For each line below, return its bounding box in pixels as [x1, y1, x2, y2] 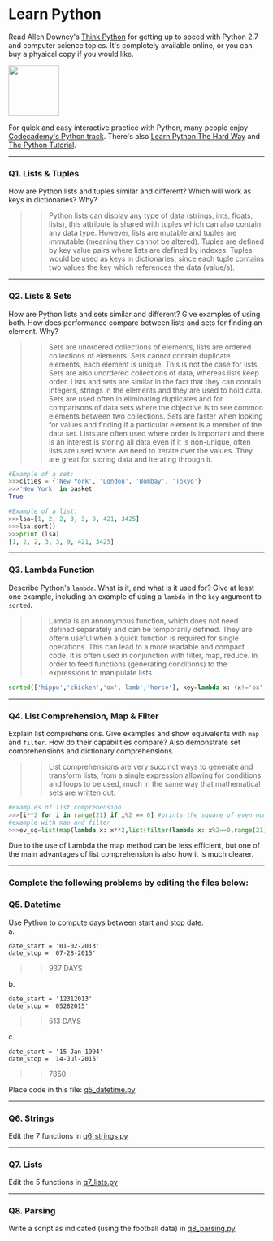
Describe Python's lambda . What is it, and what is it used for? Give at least [8, 583, 254, 592]
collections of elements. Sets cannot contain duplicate [48, 350, 231, 360]
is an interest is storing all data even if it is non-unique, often [48, 436, 252, 447]
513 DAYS [48, 1016, 81, 1026]
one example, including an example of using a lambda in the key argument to [8, 591, 262, 601]
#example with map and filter [8, 818, 111, 827]
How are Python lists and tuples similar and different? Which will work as [8, 186, 252, 196]
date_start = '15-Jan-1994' [8, 1048, 104, 1056]
